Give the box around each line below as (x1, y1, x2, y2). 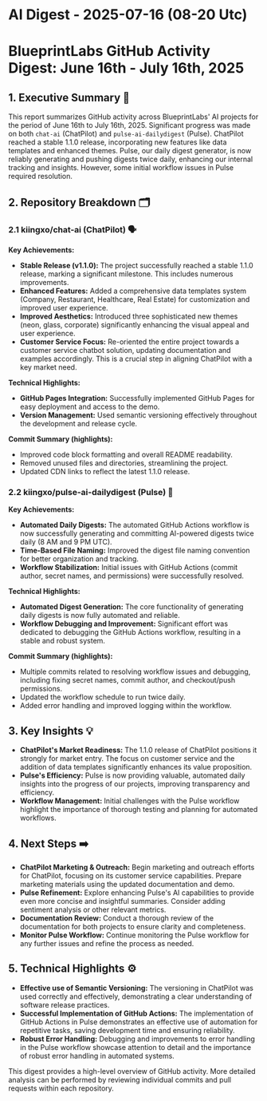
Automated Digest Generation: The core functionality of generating (19, 602, 244, 612)
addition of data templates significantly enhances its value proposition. (19, 762, 253, 771)
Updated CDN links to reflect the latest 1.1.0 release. (19, 466, 190, 476)
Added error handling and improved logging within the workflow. (19, 701, 232, 711)
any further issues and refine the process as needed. (19, 938, 194, 948)
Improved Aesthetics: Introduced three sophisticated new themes (19, 311, 238, 321)
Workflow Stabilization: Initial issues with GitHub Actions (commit (19, 563, 238, 572)
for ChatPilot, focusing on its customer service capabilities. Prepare (19, 870, 241, 880)
